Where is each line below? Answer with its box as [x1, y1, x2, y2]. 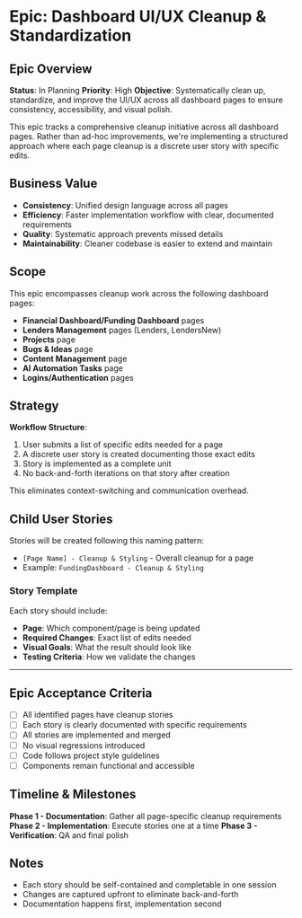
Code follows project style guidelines [22, 750, 160, 761]
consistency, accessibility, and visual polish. [9, 104, 173, 114]
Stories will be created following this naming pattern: [9, 535, 205, 546]
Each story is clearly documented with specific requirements [22, 719, 247, 730]
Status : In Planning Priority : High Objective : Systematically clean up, [9, 85, 266, 95]
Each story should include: [9, 605, 108, 616]
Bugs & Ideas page [22, 343, 93, 354]
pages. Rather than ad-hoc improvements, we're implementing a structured [9, 131, 289, 141]
